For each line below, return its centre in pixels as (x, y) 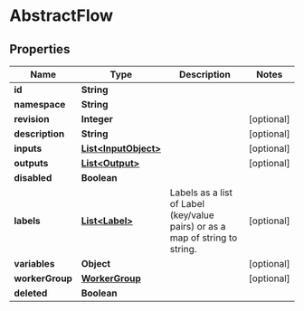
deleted (31, 293)
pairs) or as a (198, 226)
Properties (40, 49)
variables (34, 264)
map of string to (204, 238)
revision (32, 119)
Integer (97, 119)
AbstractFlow (62, 16)
